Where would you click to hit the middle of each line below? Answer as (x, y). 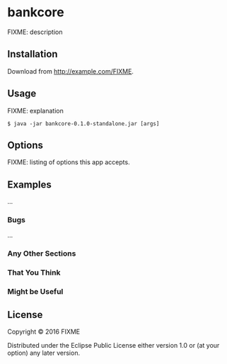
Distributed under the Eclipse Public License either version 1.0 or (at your (113, 346)
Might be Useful (35, 292)
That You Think (34, 273)
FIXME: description (35, 32)
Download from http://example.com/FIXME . (71, 71)
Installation (33, 54)
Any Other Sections (42, 254)
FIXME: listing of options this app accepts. (69, 162)
